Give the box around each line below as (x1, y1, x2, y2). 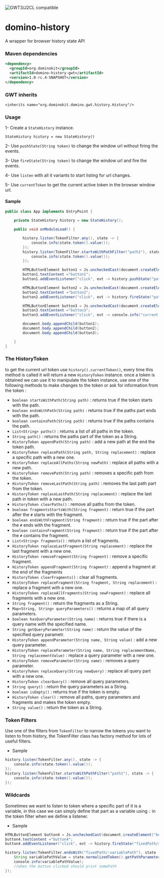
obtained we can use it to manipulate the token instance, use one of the (5, 377, 149, 383)
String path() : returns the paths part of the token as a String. (12, 433, 138, 439)
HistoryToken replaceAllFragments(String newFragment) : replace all (12, 590, 150, 595)
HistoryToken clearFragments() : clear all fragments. (12, 574, 119, 580)
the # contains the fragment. (12, 532, 69, 538)
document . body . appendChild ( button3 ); (22, 330, 99, 336)
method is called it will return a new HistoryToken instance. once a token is (5, 372, 155, 378)
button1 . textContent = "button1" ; (22, 272, 91, 277)
